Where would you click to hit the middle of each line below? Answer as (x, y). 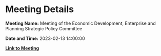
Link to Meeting (22, 48)
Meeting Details (40, 9)
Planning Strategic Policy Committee (44, 28)
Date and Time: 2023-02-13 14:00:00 (45, 38)
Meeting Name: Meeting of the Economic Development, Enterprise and (81, 23)
